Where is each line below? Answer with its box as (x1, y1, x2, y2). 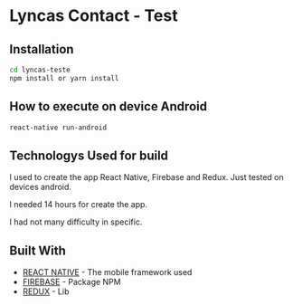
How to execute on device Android (9, 99, 208, 114)
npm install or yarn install (9, 73, 119, 82)
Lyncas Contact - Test (9, 5, 178, 26)
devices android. (9, 182, 72, 193)
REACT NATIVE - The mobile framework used (22, 267, 193, 278)
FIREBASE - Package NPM (22, 277, 121, 288)
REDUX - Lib (22, 286, 70, 297)
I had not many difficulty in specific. (9, 216, 143, 227)
